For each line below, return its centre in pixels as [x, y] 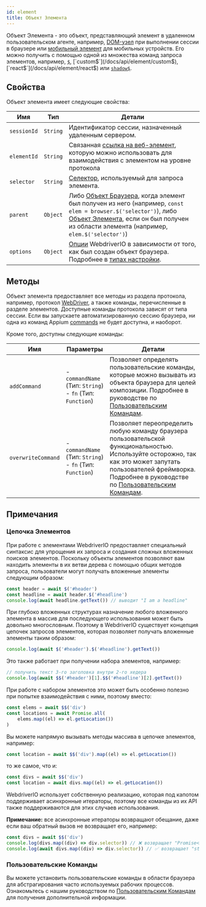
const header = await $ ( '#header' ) [52, 589]
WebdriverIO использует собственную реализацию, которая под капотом [103, 795]
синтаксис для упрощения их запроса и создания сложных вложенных [100, 551]
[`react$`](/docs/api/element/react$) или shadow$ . [69, 68]
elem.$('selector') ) [98, 234]
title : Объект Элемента [37, 18]
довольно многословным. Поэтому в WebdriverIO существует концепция [102, 625]
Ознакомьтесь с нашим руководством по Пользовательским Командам [101, 891]
